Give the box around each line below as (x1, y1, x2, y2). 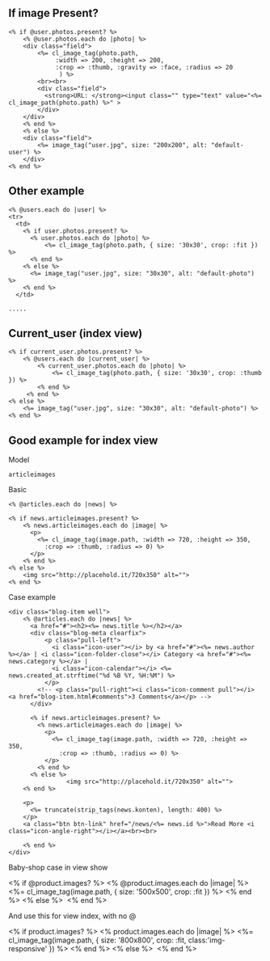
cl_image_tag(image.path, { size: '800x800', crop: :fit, (8, 935, 187, 945)
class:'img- (188, 935, 226, 945)
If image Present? (8, 6, 99, 20)
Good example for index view (8, 433, 158, 447)
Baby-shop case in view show (8, 862, 108, 872)
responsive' (8, 944, 48, 954)
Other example (8, 184, 85, 198)
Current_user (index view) (8, 327, 143, 340)
